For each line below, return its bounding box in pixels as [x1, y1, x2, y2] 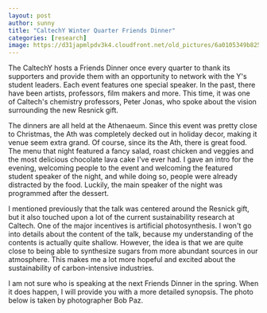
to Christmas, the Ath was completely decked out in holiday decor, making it [8, 129, 257, 139]
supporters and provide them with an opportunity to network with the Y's [8, 72, 248, 81]
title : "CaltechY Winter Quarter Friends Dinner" [8, 26, 176, 34]
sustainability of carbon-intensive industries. [8, 264, 155, 273]
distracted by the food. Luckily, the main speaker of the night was [8, 180, 223, 190]
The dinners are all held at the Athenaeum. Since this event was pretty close [8, 121, 257, 131]
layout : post [8, 11, 52, 20]
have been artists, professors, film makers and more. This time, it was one [8, 88, 250, 98]
